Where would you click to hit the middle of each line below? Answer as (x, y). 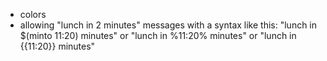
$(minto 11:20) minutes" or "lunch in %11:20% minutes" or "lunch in (158, 35)
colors (33, 14)
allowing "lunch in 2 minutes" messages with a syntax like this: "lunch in (168, 25)
